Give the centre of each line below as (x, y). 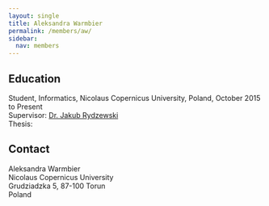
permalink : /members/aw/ (50, 31)
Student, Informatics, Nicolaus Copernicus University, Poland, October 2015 (134, 98)
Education (35, 79)
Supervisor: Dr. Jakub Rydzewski (63, 115)
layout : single (34, 16)
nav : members (38, 46)
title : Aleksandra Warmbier (56, 23)
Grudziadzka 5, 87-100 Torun (57, 186)
